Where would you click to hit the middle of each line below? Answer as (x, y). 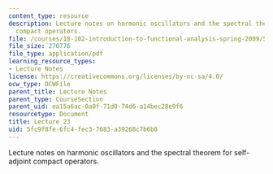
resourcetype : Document (49, 115)
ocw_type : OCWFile (39, 84)
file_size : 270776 (39, 46)
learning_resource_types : (52, 62)
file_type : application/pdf (56, 54)
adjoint (20, 161)
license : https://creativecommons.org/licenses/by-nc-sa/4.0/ (116, 76)
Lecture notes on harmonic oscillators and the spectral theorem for (121, 152)
